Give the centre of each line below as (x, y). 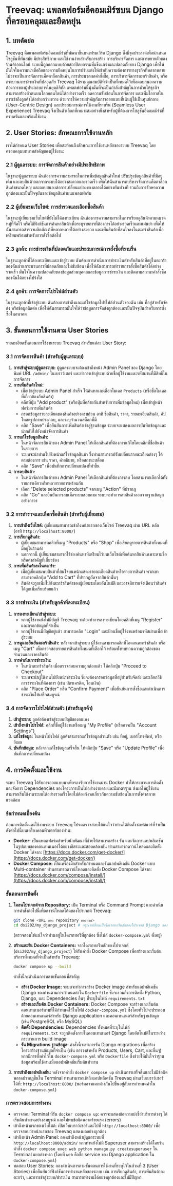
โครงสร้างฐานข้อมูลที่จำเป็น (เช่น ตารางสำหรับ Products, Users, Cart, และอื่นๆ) (91, 1050)
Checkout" (32, 672)
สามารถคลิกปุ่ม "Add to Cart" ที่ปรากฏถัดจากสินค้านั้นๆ (70, 578)
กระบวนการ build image (44, 1039)
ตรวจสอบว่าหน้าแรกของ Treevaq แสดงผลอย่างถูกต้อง (60, 1132)
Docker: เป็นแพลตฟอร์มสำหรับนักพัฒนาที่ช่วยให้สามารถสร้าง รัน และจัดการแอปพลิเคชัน (88, 841)
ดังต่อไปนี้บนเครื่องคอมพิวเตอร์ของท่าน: (39, 830)
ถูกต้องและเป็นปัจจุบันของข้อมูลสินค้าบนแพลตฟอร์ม (49, 193)
